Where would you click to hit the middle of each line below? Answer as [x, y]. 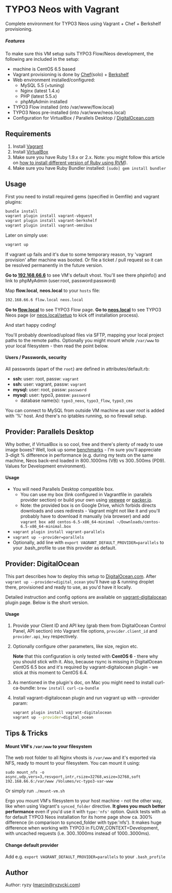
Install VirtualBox [30, 151]
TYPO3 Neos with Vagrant [62, 9]
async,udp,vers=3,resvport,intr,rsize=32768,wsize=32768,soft [73, 777]
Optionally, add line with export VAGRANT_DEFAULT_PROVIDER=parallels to [88, 542]
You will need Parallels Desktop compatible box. [63, 489]
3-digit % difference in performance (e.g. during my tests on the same [79, 455]
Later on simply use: [27, 235]
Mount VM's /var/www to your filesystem [49, 746]
